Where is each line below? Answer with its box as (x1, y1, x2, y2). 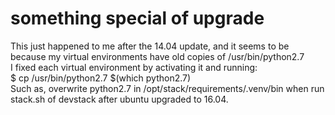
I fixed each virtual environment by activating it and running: (10, 61, 258, 73)
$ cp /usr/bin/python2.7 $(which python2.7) (10, 72, 192, 84)
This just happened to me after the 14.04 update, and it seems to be (10, 40, 290, 52)
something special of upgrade (10, 7, 265, 30)
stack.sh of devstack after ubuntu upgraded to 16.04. (10, 93, 229, 105)
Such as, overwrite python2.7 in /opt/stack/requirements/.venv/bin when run (10, 82, 325, 94)
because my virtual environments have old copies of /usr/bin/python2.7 (10, 50, 305, 62)
